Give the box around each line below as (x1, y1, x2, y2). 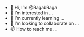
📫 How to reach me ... (10, 26, 58, 32)
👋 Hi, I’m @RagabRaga (10, 5, 58, 10)
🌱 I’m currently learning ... (10, 15, 65, 21)
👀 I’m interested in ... (10, 10, 53, 16)
